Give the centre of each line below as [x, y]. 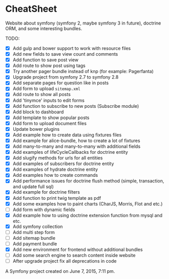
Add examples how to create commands [55, 175]
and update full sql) [33, 187]
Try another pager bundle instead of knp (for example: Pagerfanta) [83, 72]
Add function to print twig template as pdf [57, 198]
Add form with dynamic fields [44, 210]
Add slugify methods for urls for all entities [58, 158]
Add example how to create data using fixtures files [67, 135]
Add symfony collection [38, 226]
